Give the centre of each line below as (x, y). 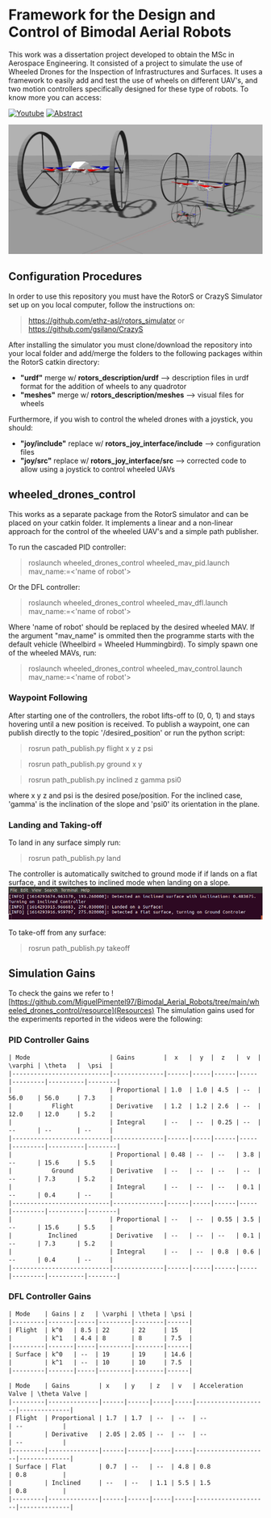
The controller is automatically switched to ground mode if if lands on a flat (133, 874)
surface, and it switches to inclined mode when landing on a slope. (119, 883)
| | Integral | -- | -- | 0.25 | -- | (135, 1122)
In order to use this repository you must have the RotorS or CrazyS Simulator (135, 296)
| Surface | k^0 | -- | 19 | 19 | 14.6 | (101, 1355)
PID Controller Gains (49, 1040)
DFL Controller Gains (50, 1296)
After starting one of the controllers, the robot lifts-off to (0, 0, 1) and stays (132, 715)
